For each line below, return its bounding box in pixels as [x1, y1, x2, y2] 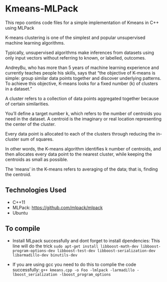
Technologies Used [5, 186, 66, 194]
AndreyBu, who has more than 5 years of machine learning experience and [5, 64, 160, 70]
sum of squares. [20, 136, 54, 142]
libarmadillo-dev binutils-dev [12, 252, 78, 257]
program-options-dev [12, 248, 55, 253]
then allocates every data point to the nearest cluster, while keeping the [5, 151, 152, 157]
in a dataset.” [5, 85, 32, 91]
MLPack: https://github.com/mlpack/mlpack [12, 204, 103, 210]
